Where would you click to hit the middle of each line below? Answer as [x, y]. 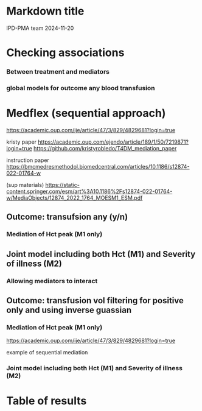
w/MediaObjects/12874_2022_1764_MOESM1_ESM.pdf [75, 198]
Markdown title [45, 11]
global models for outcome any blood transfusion [81, 88]
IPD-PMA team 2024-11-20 [40, 28]
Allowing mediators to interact [52, 281]
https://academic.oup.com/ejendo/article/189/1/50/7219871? [113, 142]
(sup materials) [25, 184]
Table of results [47, 401]
